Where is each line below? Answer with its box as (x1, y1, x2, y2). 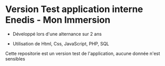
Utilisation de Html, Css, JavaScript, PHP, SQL (12, 40, 109, 46)
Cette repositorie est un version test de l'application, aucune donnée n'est (5, 50, 160, 56)
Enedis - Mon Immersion (5, 14, 111, 26)
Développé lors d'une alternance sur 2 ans (12, 31, 102, 37)
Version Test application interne (5, 4, 143, 15)
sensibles (5, 55, 25, 61)
